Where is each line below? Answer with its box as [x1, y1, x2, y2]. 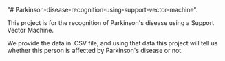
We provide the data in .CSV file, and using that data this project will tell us [7, 39, 218, 47]
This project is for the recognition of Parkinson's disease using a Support [7, 19, 215, 26]
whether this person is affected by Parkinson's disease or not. [7, 47, 184, 54]
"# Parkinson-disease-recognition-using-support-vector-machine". [7, 6, 198, 14]
